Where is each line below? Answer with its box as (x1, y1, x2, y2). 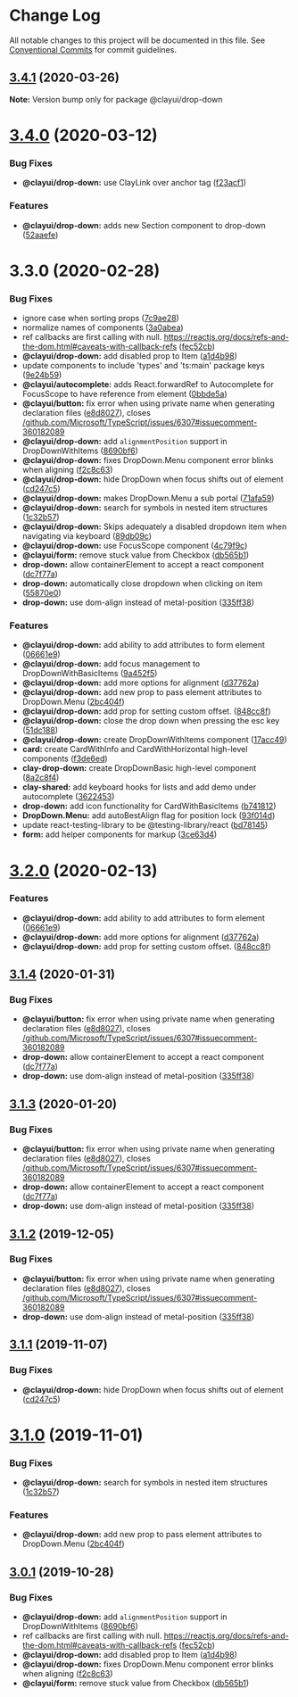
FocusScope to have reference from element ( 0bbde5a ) (21, 389, 228, 400)
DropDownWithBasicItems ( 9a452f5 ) (21, 668, 158, 679)
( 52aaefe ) (21, 229, 59, 240)
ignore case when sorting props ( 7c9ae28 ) (21, 313, 180, 324)
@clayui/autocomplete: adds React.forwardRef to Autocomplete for (21, 379, 275, 390)
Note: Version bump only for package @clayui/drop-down (9, 94, 223, 104)
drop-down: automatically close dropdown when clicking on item (21, 578, 263, 589)
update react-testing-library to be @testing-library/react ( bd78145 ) (21, 820, 269, 831)
